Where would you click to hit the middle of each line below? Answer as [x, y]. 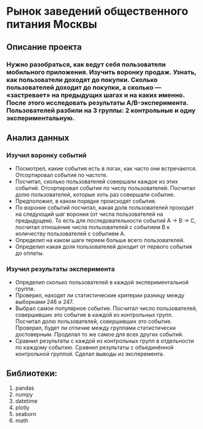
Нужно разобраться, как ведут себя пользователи [86, 64]
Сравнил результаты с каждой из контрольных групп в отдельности [105, 341]
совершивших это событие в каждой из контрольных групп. [94, 315]
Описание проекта [44, 47]
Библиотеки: [32, 373]
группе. [25, 289]
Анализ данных [38, 138]
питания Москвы [52, 24]
